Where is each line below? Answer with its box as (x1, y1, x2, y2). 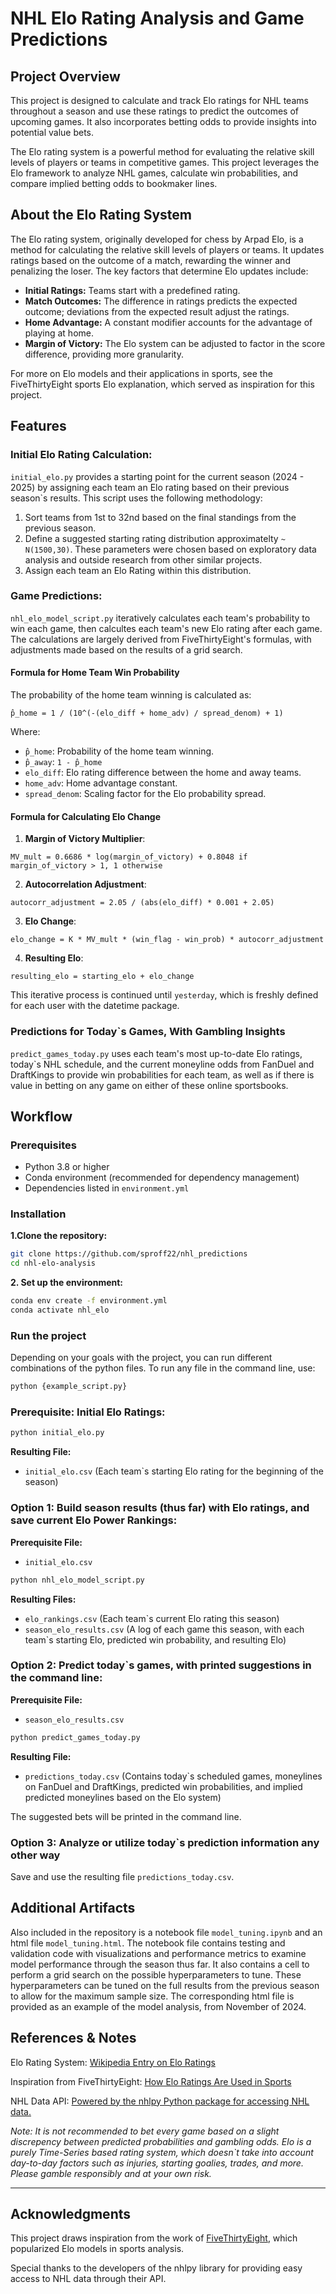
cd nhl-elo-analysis (10, 1258, 97, 1269)
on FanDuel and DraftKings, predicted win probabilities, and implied (24, 1780, 303, 1792)
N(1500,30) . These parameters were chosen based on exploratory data (24, 543, 317, 555)
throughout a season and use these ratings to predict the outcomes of (10, 105, 299, 117)
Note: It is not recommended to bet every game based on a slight (10, 2125, 280, 2137)
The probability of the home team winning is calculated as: (10, 689, 252, 701)
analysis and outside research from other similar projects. (24, 553, 263, 566)
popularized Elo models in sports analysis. (10, 2243, 185, 2255)
